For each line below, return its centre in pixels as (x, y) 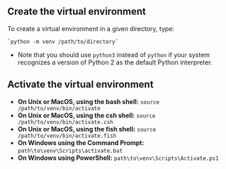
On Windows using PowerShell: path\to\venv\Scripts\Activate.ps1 (118, 158)
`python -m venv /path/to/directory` (63, 42)
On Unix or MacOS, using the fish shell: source (87, 129)
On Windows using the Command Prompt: (81, 142)
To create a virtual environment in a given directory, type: (91, 28)
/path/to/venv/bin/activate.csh (65, 122)
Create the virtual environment (77, 12)
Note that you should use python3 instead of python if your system (114, 54)
